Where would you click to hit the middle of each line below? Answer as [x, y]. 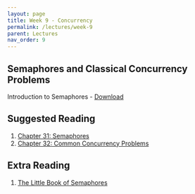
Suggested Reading [51, 119]
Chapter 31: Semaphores [53, 135]
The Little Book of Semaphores [62, 182]
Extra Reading [39, 165]
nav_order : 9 [26, 40]
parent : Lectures [33, 34]
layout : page [26, 14]
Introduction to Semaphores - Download [66, 97]
